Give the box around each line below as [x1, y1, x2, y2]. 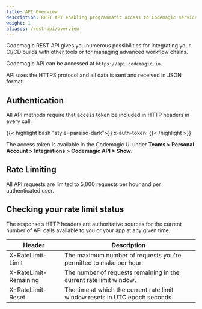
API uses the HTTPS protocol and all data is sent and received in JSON [6, 71, 182, 79]
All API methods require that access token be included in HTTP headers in [6, 112, 190, 119]
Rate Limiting [6, 164, 57, 175]
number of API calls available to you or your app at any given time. [6, 226, 171, 234]
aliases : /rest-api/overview [6, 25, 79, 32]
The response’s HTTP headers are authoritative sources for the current [6, 220, 182, 227]
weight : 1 [6, 20, 31, 26]
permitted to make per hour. [64, 259, 144, 267]
